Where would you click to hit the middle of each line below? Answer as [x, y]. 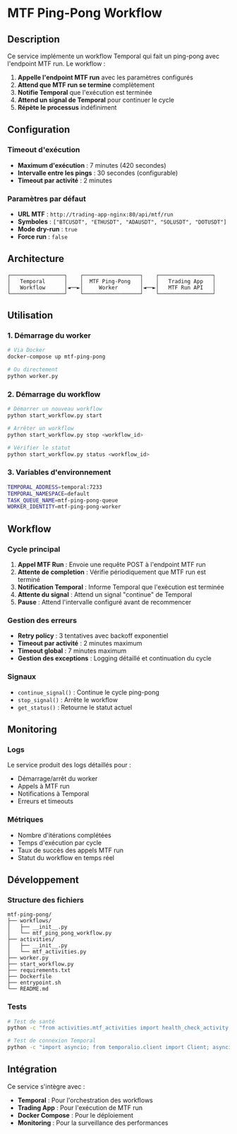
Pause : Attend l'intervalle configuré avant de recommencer [104, 602]
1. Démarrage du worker [49, 336]
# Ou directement [33, 370]
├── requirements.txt [39, 970]
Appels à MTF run [43, 786]
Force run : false [43, 236]
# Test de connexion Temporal [52, 1041]
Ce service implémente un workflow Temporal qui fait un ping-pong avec [114, 56]
